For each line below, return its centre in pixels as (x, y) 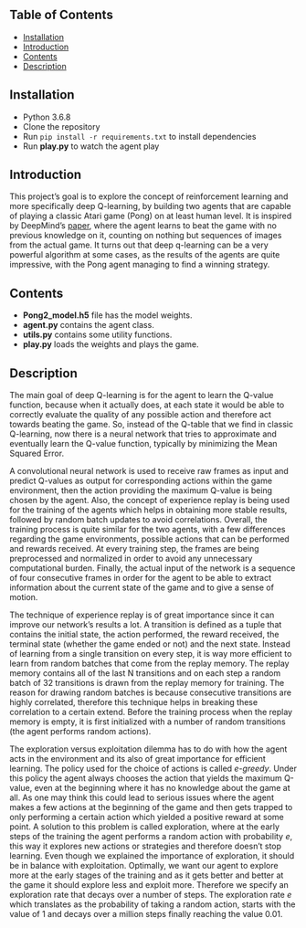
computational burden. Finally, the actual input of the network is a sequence (153, 568)
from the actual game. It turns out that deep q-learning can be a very (139, 245)
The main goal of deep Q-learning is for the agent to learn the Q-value (142, 395)
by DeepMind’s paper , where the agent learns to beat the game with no (143, 226)
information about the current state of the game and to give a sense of (142, 587)
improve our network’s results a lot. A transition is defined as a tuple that (146, 625)
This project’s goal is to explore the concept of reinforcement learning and (149, 196)
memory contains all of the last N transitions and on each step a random (145, 673)
